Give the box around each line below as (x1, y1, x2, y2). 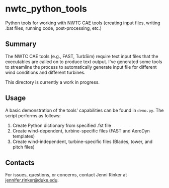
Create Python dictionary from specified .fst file (12, 122, 112, 128)
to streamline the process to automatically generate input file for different (5, 64, 157, 70)
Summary (5, 40, 37, 49)
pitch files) (12, 144, 35, 150)
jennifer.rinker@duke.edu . (5, 177, 59, 183)
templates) (12, 133, 35, 139)
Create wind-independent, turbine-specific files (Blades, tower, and (12, 138, 153, 145)
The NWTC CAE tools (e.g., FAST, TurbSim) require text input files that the (5, 53, 158, 59)
